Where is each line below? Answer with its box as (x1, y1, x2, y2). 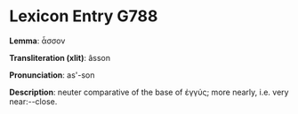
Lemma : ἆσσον (9, 35, 66, 46)
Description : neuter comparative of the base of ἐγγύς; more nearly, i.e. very (9, 87, 289, 97)
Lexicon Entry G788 (9, 6, 158, 27)
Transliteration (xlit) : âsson (9, 52, 111, 63)
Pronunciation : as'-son (9, 69, 95, 80)
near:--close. (9, 95, 58, 107)
